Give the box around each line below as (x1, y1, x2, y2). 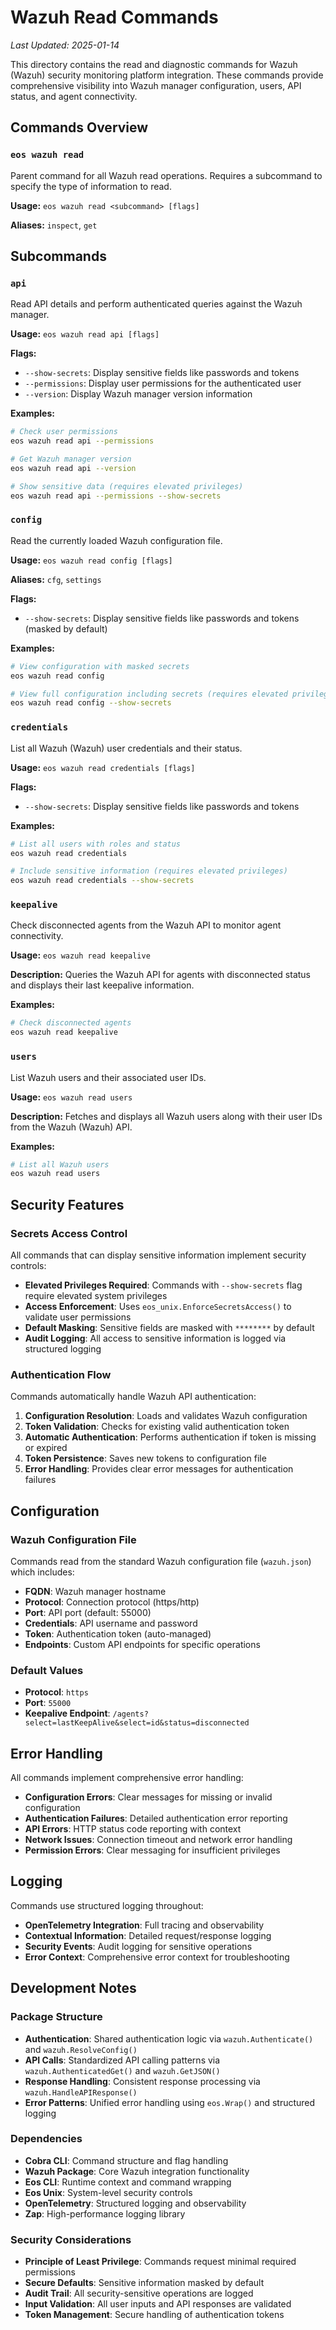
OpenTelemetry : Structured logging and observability (24, 2197, 247, 2209)
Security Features (10, 1196, 125, 1213)
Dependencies (10, 2132, 83, 2146)
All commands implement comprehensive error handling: (10, 1772, 244, 1784)
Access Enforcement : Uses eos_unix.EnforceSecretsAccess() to (24, 1300, 292, 1312)
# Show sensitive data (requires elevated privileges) (10, 481, 244, 491)
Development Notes (10, 1980, 137, 1997)
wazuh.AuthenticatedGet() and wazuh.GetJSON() (24, 2064, 221, 2076)
